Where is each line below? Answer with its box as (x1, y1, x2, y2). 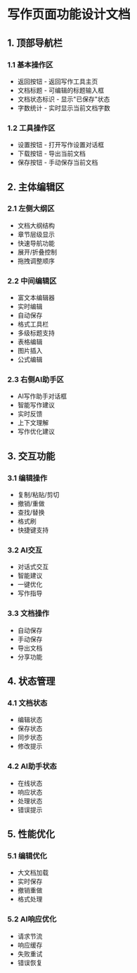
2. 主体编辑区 (7, 181, 65, 193)
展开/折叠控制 (17, 247, 58, 256)
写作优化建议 (17, 427, 55, 436)
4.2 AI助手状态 (7, 762, 58, 771)
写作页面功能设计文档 (7, 6, 131, 23)
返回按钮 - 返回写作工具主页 (17, 77, 98, 86)
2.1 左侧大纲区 (7, 204, 55, 214)
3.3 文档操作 (7, 609, 50, 619)
